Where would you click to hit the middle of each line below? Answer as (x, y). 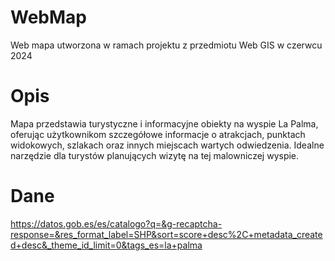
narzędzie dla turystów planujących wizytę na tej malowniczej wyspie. (155, 155)
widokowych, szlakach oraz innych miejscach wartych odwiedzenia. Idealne (167, 145)
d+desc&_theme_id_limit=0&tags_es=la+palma (106, 245)
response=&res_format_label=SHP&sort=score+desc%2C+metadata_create (166, 234)
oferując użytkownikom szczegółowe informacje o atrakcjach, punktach (158, 134)
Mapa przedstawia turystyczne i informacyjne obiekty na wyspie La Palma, (164, 123)
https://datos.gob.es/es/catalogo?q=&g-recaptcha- (116, 223)
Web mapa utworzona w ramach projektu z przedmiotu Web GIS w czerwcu (166, 45)
